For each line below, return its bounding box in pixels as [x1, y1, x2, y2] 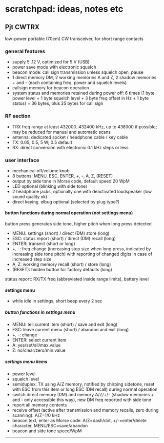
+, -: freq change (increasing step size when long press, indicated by [12, 246, 151, 252]
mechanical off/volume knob [12, 167, 70, 174]
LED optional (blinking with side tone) [12, 183, 87, 189]
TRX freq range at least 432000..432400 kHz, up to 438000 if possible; [12, 123, 157, 130]
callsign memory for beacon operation [12, 85, 89, 91]
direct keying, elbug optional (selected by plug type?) [12, 199, 120, 204]
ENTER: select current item [12, 337, 67, 343]
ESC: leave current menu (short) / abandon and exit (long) [12, 327, 129, 333]
